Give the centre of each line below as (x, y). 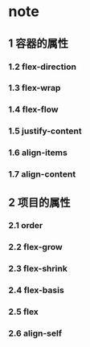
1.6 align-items (38, 153)
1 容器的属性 (39, 43)
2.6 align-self (35, 333)
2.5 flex (23, 312)
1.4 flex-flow (33, 109)
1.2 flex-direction (42, 67)
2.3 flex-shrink (38, 269)
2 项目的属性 (39, 202)
